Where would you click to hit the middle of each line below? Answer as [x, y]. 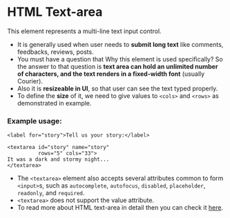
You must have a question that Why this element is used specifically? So [120, 59]
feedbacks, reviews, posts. [56, 52]
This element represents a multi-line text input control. [84, 31]
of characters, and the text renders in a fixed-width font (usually [111, 74]
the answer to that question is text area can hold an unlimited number [117, 66]
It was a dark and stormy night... [58, 159]
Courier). [30, 81]
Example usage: [35, 121]
